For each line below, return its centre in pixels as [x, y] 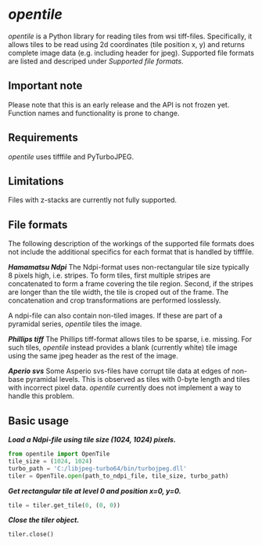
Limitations [36, 181]
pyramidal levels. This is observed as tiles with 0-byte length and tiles [138, 380]
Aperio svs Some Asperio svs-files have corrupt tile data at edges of [119, 371]
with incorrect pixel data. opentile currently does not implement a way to [125, 388]
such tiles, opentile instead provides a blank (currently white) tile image [123, 347]
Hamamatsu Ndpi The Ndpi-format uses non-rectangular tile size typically [129, 267]
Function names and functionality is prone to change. [94, 113]
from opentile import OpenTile [59, 454]
